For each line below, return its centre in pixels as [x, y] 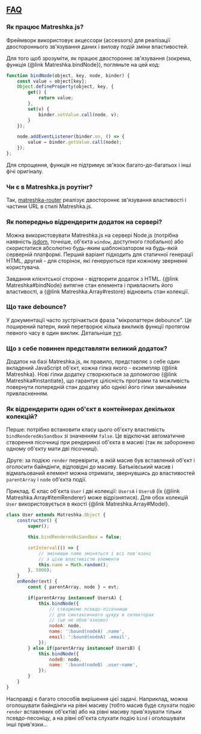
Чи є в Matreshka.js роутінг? [49, 187]
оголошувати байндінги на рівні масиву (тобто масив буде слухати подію [100, 705]
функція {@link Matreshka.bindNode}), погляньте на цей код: [83, 64]
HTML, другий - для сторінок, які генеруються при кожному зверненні [97, 260]
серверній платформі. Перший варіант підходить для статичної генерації [100, 254]
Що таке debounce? [37, 307]
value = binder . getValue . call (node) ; [75, 142]
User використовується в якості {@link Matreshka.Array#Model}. [88, 504]
